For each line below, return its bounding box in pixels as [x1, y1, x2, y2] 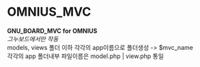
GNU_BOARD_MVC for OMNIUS [7, 27, 98, 35]
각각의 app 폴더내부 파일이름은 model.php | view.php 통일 [7, 52, 164, 60]
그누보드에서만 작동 [7, 35, 59, 43]
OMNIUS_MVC [7, 4, 91, 20]
